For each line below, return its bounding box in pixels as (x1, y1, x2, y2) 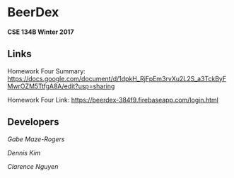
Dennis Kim (7, 148, 41, 157)
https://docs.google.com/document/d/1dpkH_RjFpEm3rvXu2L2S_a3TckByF (7, 74, 227, 83)
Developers (7, 116, 59, 128)
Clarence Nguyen (7, 162, 59, 170)
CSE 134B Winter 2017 (7, 28, 74, 36)
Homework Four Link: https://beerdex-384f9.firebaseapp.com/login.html (7, 95, 219, 104)
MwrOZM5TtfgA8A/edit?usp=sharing (7, 82, 115, 90)
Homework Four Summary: (7, 66, 86, 75)
